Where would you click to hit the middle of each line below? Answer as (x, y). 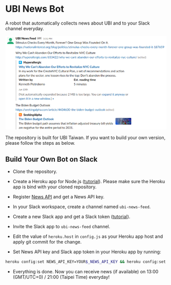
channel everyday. (25, 28)
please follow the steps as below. (40, 143)
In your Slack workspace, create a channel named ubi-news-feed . (82, 206)
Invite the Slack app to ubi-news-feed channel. (61, 226)
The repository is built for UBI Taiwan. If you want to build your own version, (85, 138)
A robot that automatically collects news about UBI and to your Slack (78, 23)
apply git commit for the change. (47, 242)
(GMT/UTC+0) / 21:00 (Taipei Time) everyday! (61, 277)
